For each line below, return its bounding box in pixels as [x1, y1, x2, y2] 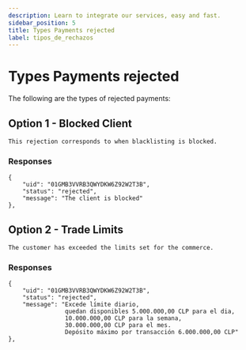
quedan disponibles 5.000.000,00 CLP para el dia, [64, 307, 236, 316]
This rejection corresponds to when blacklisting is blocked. [8, 137, 218, 145]
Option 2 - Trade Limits [8, 223, 124, 236]
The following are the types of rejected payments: [8, 94, 172, 103]
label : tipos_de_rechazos [8, 33, 93, 42]
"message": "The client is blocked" [22, 194, 144, 202]
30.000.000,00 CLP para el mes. [64, 322, 172, 329]
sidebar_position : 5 [8, 19, 77, 27]
